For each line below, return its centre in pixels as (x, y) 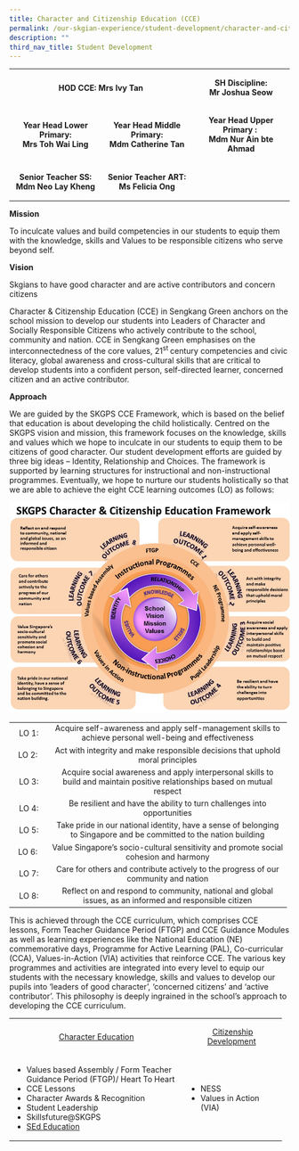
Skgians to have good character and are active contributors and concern (142, 284)
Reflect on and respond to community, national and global (168, 891)
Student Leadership (62, 1107)
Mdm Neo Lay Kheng (56, 186)
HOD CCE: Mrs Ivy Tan (101, 87)
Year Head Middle (146, 125)
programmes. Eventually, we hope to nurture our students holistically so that (149, 480)
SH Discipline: (241, 83)
